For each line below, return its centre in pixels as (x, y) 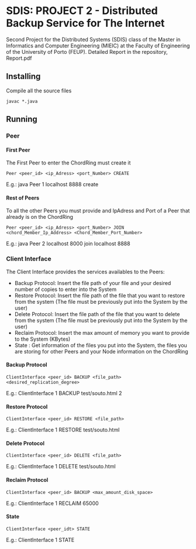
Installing (23, 76)
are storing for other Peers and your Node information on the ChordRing (101, 351)
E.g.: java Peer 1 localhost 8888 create (52, 184)
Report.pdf (19, 58)
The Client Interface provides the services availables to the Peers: (85, 272)
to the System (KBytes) (42, 339)
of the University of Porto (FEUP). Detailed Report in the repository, (87, 52)
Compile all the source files (39, 90)
